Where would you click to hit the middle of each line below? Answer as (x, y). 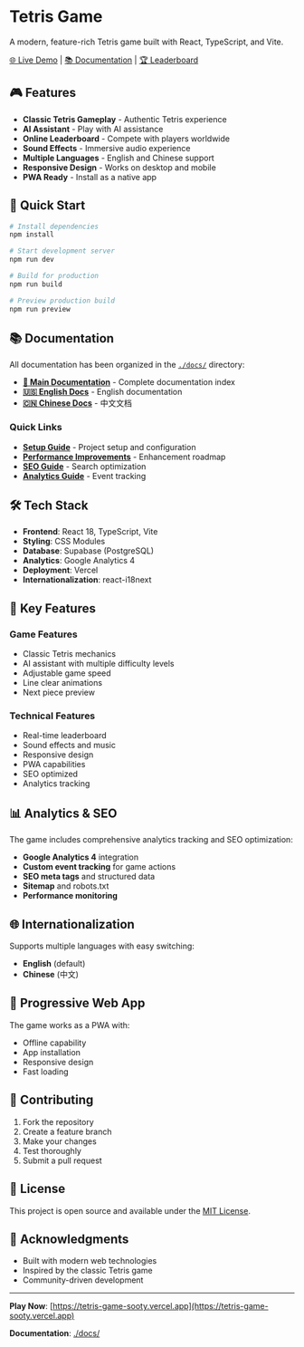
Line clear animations (62, 683)
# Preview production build (62, 301)
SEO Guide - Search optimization (84, 466)
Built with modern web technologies (90, 1261)
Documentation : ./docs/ (55, 1333)
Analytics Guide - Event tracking (84, 476)
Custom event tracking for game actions (99, 867)
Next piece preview (58, 693)
